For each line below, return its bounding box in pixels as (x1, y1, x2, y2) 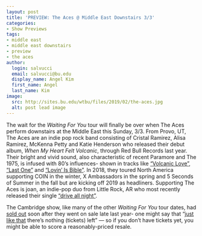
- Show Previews (6, 25, 47, 32)
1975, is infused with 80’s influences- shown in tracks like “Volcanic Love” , (6, 160, 191, 167)
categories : (6, 20, 36, 26)
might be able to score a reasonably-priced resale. (6, 223, 132, 230)
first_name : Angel (11, 82, 58, 88)
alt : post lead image (11, 104, 66, 111)
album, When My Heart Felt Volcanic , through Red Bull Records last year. (6, 146, 188, 154)
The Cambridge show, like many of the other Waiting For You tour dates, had (6, 203, 197, 211)
